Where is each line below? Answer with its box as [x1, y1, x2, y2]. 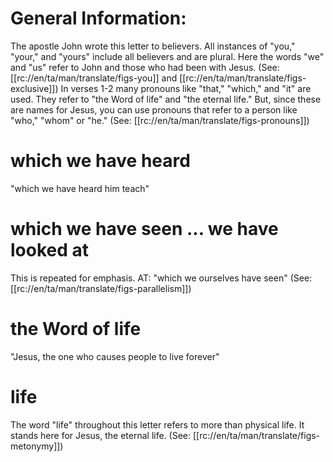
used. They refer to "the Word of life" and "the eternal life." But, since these [10, 93, 322, 105]
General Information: [10, 7, 187, 30]
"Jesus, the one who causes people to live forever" [10, 350, 220, 362]
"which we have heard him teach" [10, 182, 150, 194]
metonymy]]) [10, 440, 64, 452]
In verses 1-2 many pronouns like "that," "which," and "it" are [60, 82, 312, 94]
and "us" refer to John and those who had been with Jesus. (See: [10, 61, 280, 73]
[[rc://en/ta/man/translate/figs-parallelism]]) [10, 282, 192, 294]
